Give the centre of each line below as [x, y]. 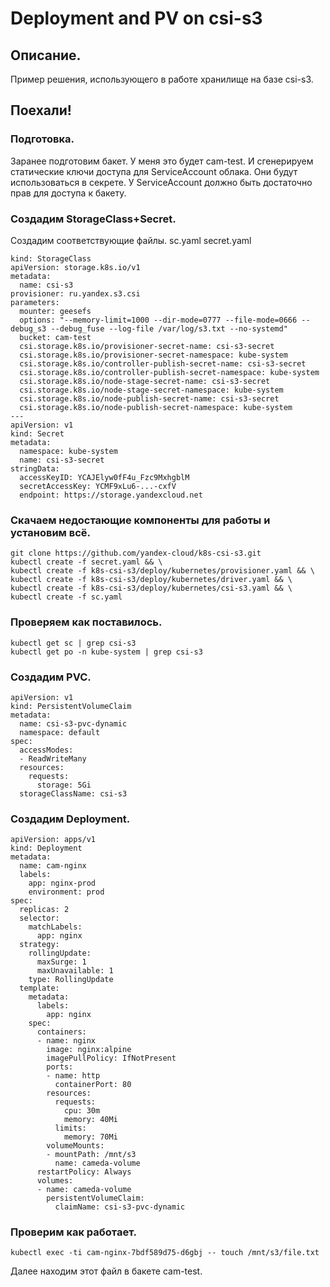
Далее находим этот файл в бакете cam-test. [106, 1271]
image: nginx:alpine [89, 1050]
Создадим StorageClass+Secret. [93, 219]
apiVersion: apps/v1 [53, 840]
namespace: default [60, 732]
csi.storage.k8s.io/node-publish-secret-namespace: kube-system [156, 407]
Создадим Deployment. [70, 819]
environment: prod [66, 892]
